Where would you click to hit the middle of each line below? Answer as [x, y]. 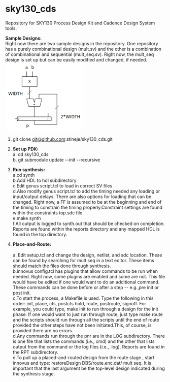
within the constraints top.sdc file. [48, 213]
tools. [11, 28]
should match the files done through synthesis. [62, 266]
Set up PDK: [26, 149]
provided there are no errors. [43, 330]
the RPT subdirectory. [35, 352]
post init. [22, 293]
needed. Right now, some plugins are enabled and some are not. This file [89, 276]
